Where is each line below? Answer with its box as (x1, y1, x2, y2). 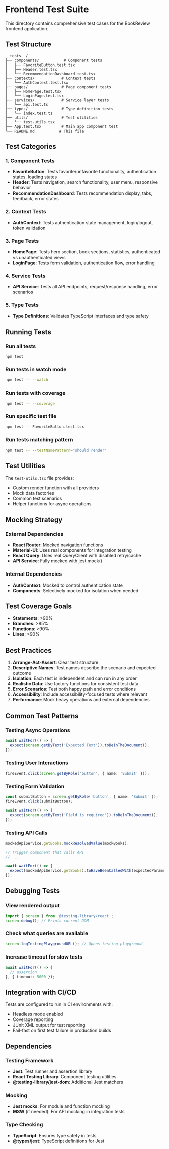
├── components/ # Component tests (5, 58, 102, 63)
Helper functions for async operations (12, 500, 92, 507)
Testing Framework (5, 1057, 54, 1064)
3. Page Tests (5, 237, 39, 244)
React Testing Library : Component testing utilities (12, 1074, 117, 1080)
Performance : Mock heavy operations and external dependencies (12, 697, 150, 703)
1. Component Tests (5, 157, 55, 164)
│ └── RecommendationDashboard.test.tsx (5, 71, 96, 76)
